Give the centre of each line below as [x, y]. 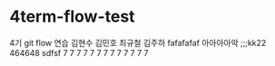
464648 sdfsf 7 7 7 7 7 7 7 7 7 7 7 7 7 [79, 52]
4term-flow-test [72, 17]
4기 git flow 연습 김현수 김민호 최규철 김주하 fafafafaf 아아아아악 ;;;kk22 [138, 42]
